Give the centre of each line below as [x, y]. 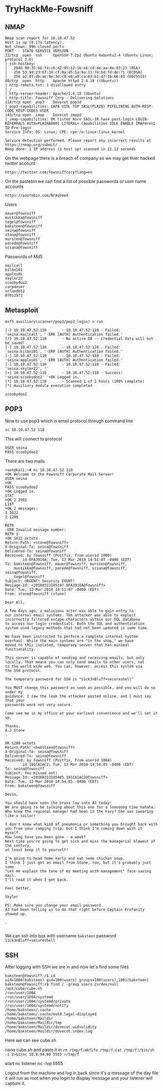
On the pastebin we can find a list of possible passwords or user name [76, 181]
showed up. [16, 914]
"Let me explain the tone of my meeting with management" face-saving [78, 871]
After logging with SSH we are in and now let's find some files [67, 967]
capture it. [15, 1083]
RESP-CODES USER [32, 111]
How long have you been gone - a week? [45, 837]
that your [15, 700]
